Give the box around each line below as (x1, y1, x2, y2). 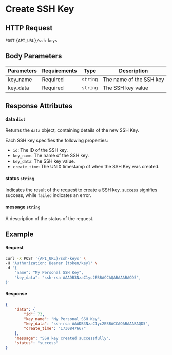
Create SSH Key (5, 3, 74, 15)
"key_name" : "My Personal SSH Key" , (24, 317, 102, 322)
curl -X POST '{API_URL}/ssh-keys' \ (5, 256, 86, 261)
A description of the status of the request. (5, 215, 94, 221)
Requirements (42, 67, 77, 74)
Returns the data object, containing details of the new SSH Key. (5, 127, 140, 133)
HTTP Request (5, 24, 53, 32)
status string (5, 175, 34, 181)
